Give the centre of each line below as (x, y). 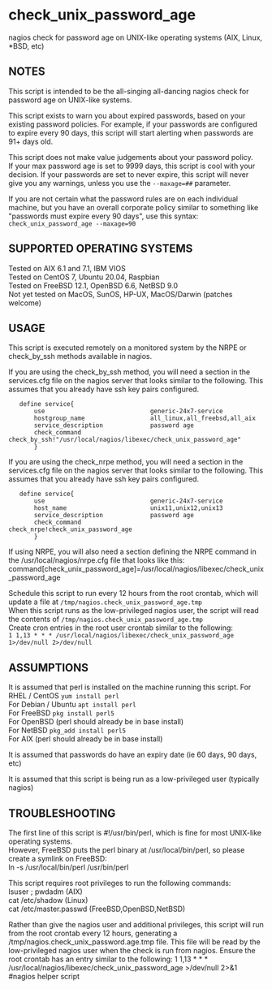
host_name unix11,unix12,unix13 (128, 508)
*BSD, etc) (26, 45)
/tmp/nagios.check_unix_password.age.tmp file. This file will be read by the (135, 942)
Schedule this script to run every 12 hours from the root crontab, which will (133, 594)
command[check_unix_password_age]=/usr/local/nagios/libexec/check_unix (136, 569)
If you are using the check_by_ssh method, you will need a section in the (129, 372)
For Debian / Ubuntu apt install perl (72, 705)
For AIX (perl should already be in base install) (86, 739)
